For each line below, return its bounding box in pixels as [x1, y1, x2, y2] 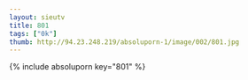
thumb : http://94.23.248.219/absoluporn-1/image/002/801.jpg [9, 37, 240, 47]
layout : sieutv [9, 12, 66, 22]
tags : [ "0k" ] [9, 29, 58, 38]
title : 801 [9, 21, 50, 30]
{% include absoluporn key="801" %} [9, 62, 146, 72]
